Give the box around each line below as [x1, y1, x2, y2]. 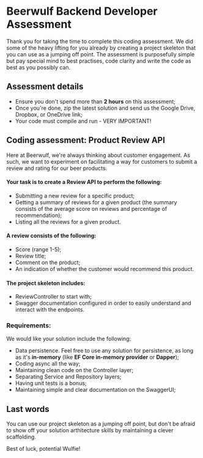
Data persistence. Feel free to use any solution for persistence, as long [15, 347, 194, 354]
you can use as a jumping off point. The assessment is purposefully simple [6, 50, 195, 58]
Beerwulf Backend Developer [6, 4, 158, 18]
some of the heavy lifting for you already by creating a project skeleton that [6, 44, 196, 52]
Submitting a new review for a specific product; [15, 192, 135, 199]
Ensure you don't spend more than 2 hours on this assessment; [15, 97, 175, 105]
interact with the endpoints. [15, 306, 84, 313]
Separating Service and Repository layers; [15, 373, 122, 381]
